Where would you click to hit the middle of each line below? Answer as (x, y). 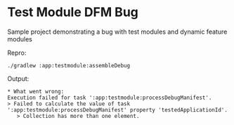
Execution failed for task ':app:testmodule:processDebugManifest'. (110, 98)
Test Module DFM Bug (73, 12)
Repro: (17, 53)
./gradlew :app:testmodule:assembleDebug (69, 65)
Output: (18, 79)
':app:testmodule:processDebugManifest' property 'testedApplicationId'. (118, 110)
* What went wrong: (36, 91)
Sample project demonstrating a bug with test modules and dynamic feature (117, 32)
